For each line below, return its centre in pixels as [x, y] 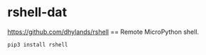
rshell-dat [37, 12]
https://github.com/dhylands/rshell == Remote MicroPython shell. [103, 32]
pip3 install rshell [38, 44]
